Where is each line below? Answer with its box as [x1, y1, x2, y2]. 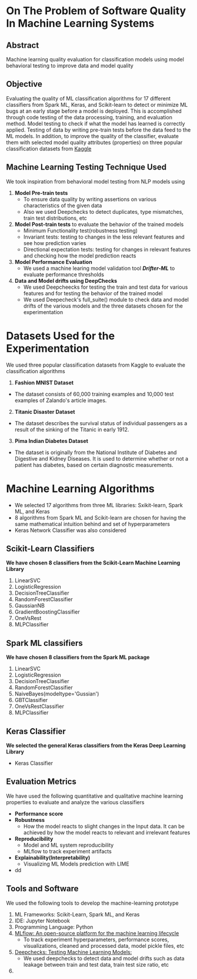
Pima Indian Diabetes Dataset [14, 437, 88, 444]
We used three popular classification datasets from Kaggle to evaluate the [6, 361, 185, 368]
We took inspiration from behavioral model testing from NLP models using [6, 178, 185, 185]
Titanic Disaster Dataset [14, 408, 75, 415]
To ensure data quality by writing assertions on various [23, 195, 157, 203]
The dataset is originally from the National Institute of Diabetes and [14, 449, 177, 456]
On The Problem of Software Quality [6, 4, 186, 18]
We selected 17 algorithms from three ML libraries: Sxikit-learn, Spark [14, 501, 183, 508]
